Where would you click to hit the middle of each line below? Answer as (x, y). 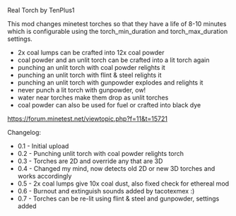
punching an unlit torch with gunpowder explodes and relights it (110, 83)
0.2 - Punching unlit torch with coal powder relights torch (101, 154)
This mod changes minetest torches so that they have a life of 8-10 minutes (117, 24)
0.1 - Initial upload (43, 146)
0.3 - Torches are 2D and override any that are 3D (90, 161)
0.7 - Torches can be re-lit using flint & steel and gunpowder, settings (118, 198)
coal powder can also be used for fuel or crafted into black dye (109, 105)
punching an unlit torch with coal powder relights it (92, 67)
